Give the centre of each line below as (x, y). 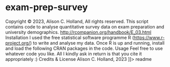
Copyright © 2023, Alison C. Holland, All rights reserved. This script (77, 21)
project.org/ (18, 43)
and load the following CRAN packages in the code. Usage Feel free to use (84, 48)
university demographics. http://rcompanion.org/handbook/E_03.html (78, 32)
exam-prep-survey (47, 7)
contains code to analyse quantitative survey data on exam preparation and (85, 26)
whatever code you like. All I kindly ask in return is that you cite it (73, 54)
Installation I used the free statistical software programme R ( (70, 38)
